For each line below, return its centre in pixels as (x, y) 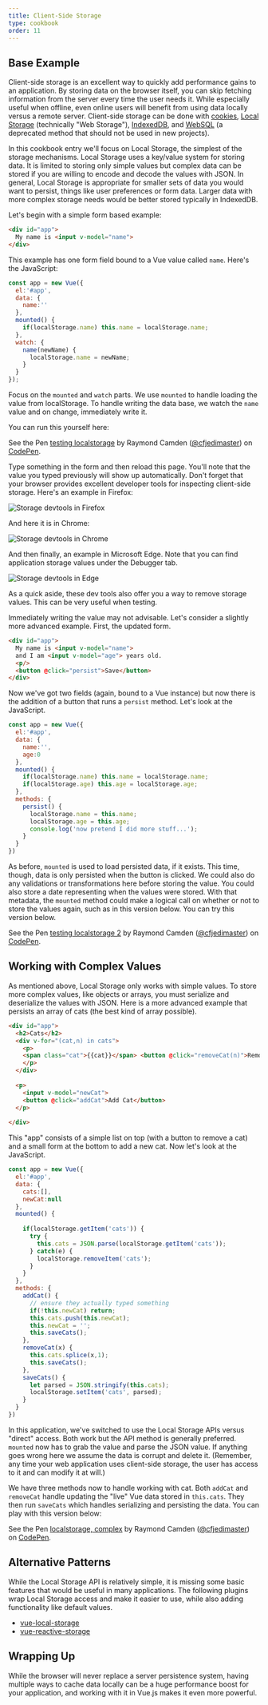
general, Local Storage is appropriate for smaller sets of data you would (126, 183)
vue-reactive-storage (55, 1631)
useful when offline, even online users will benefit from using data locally (128, 108)
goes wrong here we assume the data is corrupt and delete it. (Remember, (130, 1455)
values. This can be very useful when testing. (83, 602)
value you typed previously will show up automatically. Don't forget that (126, 476)
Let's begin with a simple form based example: (85, 215)
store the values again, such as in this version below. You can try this (122, 909)
